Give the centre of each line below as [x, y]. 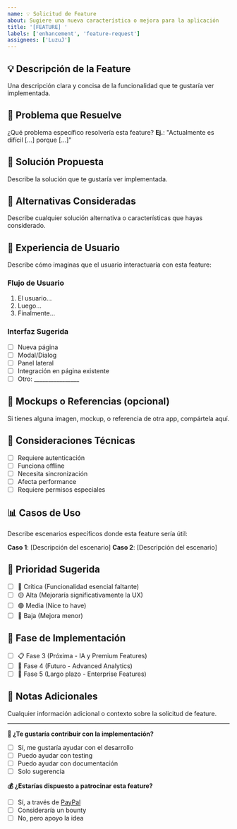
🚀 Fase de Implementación [67, 638]
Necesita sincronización [53, 473]
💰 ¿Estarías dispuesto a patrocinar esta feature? [80, 786]
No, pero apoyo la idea [50, 818]
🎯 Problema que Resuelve [65, 115]
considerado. [26, 226]
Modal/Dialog [37, 355]
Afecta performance [47, 481]
